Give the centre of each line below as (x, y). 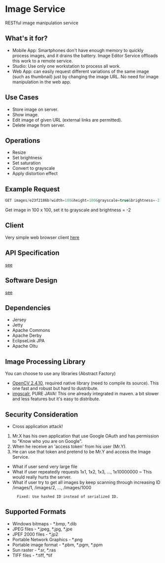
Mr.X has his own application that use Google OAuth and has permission (85, 436)
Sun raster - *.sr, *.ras (34, 550)
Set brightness (27, 158)
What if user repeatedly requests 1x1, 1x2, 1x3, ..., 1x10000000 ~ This (82, 471)
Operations (23, 140)
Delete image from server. (39, 125)
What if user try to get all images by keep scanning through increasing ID (86, 482)
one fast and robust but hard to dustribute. (55, 388)
